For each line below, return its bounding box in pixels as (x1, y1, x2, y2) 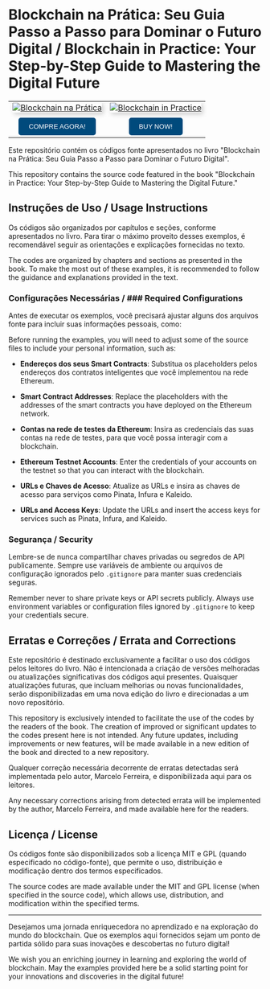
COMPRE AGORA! (28, 122, 86, 130)
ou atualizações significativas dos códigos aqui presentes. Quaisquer (8, 672, 239, 682)
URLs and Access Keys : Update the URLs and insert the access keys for (19, 505, 261, 515)
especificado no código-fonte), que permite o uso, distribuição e (8, 857, 223, 867)
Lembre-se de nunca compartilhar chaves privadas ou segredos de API (8, 552, 245, 562)
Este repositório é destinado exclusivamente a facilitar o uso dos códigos (8, 655, 251, 665)
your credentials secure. (8, 610, 89, 620)
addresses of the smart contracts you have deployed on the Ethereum (19, 400, 252, 410)
